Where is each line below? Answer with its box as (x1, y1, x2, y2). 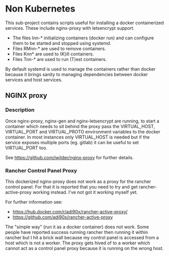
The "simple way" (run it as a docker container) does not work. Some (5, 224, 149, 230)
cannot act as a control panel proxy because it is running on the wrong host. (5, 245, 164, 251)
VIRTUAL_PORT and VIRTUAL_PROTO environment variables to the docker (5, 129, 160, 135)
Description (5, 106, 35, 113)
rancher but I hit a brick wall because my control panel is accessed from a (5, 234, 159, 240)
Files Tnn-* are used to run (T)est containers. (12, 56, 107, 62)
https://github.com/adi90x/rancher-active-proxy (12, 214, 113, 220)
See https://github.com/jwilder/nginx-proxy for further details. (5, 154, 134, 160)
